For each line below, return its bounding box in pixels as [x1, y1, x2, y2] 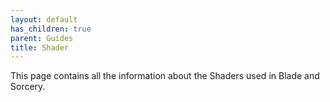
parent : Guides [10, 33, 74, 43]
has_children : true [10, 24, 92, 34]
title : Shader [10, 42, 70, 53]
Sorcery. [10, 81, 46, 93]
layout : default [10, 14, 78, 25]
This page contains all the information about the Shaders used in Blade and [10, 70, 320, 82]
